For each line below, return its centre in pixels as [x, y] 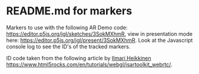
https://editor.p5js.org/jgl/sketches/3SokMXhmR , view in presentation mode [99, 33]
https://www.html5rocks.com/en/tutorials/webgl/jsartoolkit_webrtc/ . [89, 64]
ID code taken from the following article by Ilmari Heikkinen [79, 58]
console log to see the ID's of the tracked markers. [69, 47]
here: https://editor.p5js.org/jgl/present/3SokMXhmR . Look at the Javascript [99, 40]
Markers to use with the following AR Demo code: [67, 27]
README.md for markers [69, 11]
